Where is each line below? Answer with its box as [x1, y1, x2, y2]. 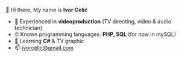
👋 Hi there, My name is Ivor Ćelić [5, 7, 88, 13]
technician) [14, 25, 43, 31]
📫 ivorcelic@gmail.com [14, 44, 74, 51]
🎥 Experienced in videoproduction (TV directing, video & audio [14, 18, 172, 25]
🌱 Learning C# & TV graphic [14, 37, 84, 44]
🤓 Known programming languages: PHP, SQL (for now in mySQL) [14, 31, 177, 38]
